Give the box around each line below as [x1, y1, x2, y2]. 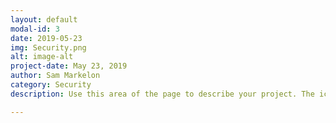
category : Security [10, 80, 92, 90]
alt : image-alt [10, 52, 74, 62]
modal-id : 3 [10, 24, 60, 34]
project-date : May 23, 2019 [10, 61, 128, 71]
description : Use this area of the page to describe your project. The [10, 89, 315, 99]
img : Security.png [10, 42, 87, 53]
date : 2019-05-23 [10, 33, 83, 43]
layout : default [10, 14, 78, 25]
